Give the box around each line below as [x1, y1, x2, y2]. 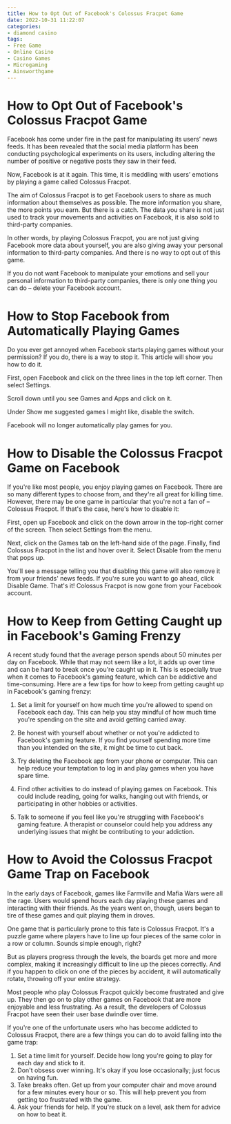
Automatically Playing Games [7, 322, 180, 338]
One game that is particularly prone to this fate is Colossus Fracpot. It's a [7, 924, 215, 933]
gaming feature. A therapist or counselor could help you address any [17, 820, 213, 829]
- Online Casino [7, 49, 54, 56]
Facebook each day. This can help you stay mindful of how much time [17, 708, 217, 717]
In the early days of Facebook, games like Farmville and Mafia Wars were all [7, 889, 223, 898]
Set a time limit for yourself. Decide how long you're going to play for [17, 1052, 212, 1060]
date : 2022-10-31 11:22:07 [7, 17, 85, 23]
